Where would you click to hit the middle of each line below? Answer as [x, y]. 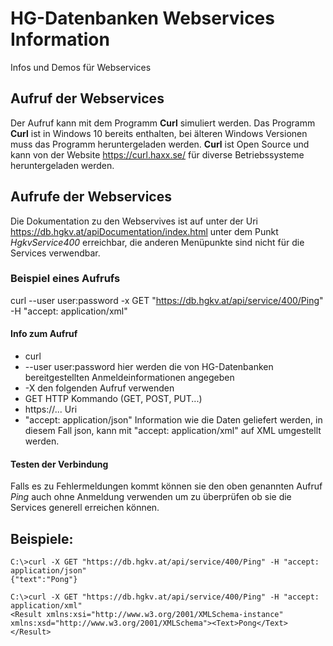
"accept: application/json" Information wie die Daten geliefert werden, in [173, 420]
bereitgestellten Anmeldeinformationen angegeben [129, 378]
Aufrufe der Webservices [91, 197]
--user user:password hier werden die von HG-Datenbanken [149, 367]
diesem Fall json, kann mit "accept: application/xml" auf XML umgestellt [173, 431]
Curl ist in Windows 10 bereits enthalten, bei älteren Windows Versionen [159, 133]
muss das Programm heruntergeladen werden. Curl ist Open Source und [160, 144]
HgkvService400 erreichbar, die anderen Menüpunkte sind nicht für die [157, 242]
